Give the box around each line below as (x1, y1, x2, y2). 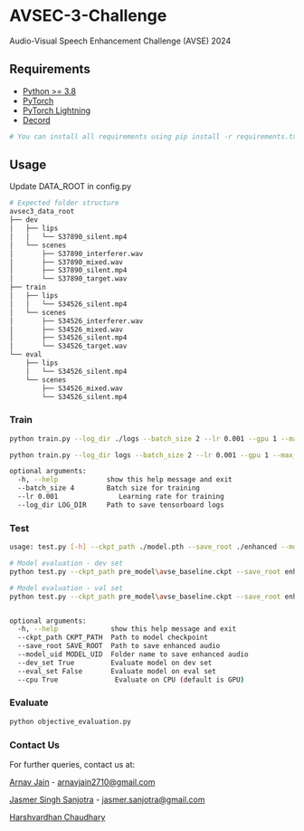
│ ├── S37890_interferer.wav (9, 249, 144, 258)
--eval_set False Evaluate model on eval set (17, 666, 217, 675)
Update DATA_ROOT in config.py (9, 181, 132, 192)
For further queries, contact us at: (9, 759, 136, 769)
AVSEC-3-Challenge (9, 5, 167, 26)
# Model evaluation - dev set (9, 559, 124, 568)
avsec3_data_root (9, 207, 75, 216)
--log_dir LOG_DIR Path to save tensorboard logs (17, 500, 224, 510)
